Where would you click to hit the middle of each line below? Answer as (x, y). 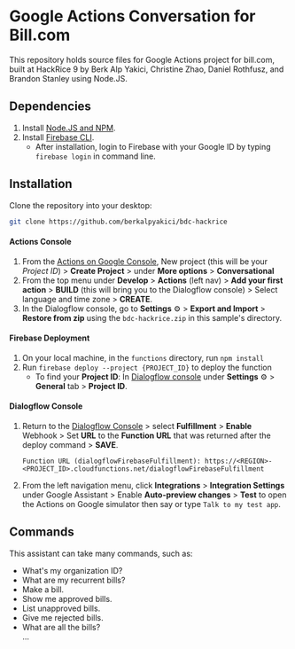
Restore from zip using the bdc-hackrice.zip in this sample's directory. (151, 317)
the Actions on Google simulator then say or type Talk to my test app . (151, 504)
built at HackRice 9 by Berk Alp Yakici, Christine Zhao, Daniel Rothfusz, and (147, 69)
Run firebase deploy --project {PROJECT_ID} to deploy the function (147, 367)
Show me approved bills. (67, 598)
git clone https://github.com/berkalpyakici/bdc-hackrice (118, 222)
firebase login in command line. (96, 156)
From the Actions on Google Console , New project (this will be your (145, 261)
